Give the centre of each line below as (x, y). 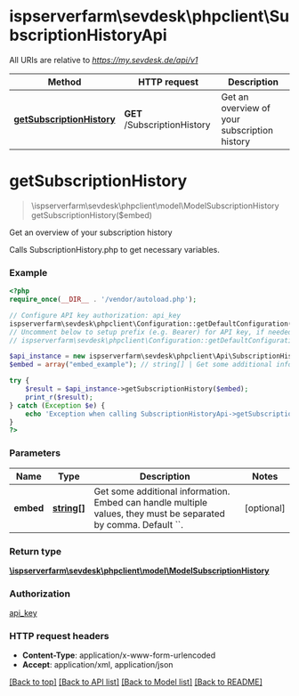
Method (65, 82)
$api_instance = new (48, 356)
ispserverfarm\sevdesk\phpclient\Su (149, 16)
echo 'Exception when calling (81, 414)
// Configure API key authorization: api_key (95, 315)
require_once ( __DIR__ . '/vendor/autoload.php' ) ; (103, 300)
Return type (36, 551)
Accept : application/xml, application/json (97, 665)
